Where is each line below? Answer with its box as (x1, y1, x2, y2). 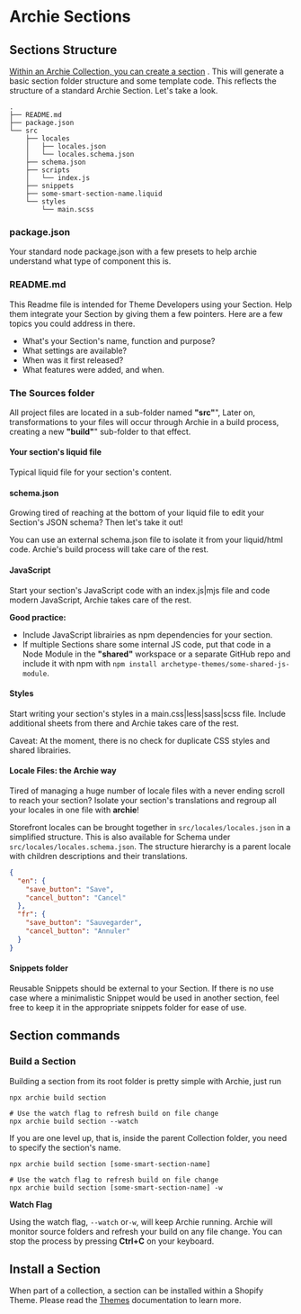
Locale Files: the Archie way (9, 766, 117, 776)
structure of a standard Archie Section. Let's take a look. (9, 86, 218, 95)
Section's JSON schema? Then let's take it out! (9, 517, 184, 528)
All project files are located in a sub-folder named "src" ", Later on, (9, 407, 256, 418)
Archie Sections (9, 6, 132, 27)
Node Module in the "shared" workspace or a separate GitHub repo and (22, 648, 291, 659)
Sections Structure (9, 42, 118, 58)
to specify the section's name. (9, 1142, 121, 1153)
